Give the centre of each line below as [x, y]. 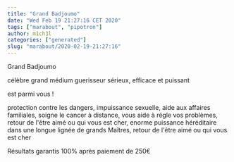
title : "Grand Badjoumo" [44, 14]
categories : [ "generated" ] [47, 40]
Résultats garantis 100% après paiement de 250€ [79, 151]
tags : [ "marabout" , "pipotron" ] [55, 27]
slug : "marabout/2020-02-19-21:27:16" [64, 46]
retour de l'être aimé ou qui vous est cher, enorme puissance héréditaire [112, 123]
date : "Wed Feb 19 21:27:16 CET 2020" [64, 20]
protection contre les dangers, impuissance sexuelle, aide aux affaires [109, 107]
